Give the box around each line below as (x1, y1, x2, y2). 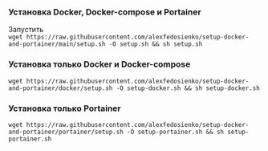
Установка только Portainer (8, 103, 122, 114)
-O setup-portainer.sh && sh (127, 128, 225, 136)
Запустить (8, 25, 44, 35)
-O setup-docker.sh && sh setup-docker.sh (116, 84, 261, 92)
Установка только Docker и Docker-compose (8, 59, 191, 70)
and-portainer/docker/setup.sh (8, 84, 113, 92)
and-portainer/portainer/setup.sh (8, 128, 124, 136)
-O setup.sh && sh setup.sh (108, 40, 203, 48)
